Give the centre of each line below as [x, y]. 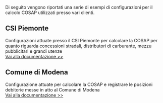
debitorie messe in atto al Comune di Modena [52, 89]
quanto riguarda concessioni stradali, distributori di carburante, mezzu [78, 46]
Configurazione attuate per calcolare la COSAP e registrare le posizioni [79, 84]
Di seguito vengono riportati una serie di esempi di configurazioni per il [79, 7]
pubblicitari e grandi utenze [34, 51]
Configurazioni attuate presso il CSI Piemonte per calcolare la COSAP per [82, 40]
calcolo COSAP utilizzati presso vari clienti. [50, 13]
